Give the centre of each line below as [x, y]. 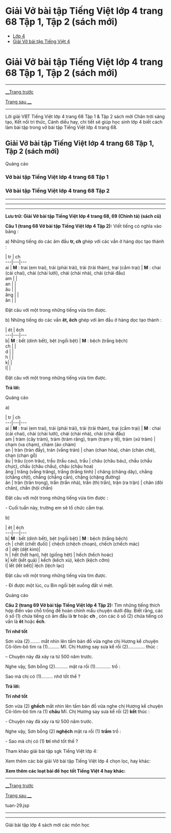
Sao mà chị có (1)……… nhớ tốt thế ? [43, 676]
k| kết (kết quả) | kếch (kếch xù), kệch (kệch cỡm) [58, 560]
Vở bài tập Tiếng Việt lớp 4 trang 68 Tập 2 [58, 191]
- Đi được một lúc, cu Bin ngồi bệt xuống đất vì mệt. [59, 585]
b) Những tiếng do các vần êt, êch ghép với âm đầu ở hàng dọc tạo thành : [83, 320]
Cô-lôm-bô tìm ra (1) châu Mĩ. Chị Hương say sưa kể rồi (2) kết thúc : [78, 711]
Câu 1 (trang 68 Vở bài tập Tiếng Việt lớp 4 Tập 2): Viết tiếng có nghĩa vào [83, 226]
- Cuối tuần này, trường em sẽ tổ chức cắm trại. [55, 507]
